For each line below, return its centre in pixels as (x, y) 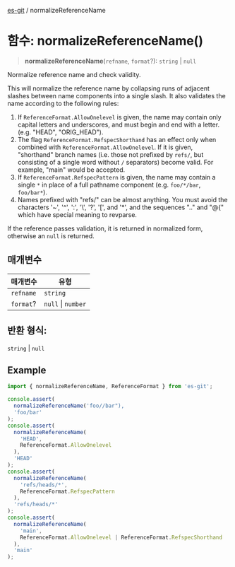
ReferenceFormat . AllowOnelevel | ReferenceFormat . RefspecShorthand (121, 537)
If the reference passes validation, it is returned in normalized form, (105, 228)
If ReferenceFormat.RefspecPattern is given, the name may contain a (116, 177)
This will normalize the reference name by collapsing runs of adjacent (109, 88)
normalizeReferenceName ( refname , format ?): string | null (110, 61)
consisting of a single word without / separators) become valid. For (115, 162)
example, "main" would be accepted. (71, 170)
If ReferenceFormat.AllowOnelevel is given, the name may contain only (119, 117)
